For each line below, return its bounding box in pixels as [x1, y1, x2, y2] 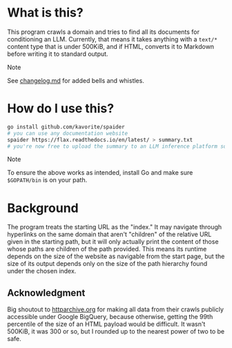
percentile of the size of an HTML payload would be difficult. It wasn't [7, 320, 206, 329]
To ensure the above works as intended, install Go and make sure [7, 168, 193, 177]
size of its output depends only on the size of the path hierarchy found [7, 260, 208, 268]
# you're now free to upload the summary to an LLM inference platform [7, 143, 217, 150]
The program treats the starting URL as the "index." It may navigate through [7, 223, 222, 231]
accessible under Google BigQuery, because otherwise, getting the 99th [7, 313, 213, 321]
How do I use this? [7, 101, 115, 117]
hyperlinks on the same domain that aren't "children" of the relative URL [7, 230, 212, 239]
